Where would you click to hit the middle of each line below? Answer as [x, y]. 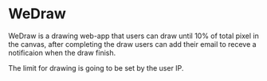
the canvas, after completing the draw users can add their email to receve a [132, 44]
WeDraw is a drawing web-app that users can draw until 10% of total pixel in [133, 36]
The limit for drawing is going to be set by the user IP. [96, 67]
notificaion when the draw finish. [62, 52]
